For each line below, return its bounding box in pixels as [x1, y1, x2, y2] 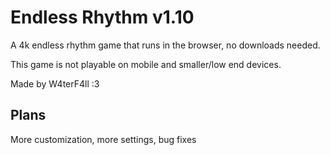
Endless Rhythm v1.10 [10, 6, 195, 29]
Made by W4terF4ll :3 [10, 77, 100, 90]
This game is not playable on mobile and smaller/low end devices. [10, 58, 282, 70]
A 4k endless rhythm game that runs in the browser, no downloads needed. [10, 39, 321, 51]
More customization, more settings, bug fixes [10, 133, 197, 145]
